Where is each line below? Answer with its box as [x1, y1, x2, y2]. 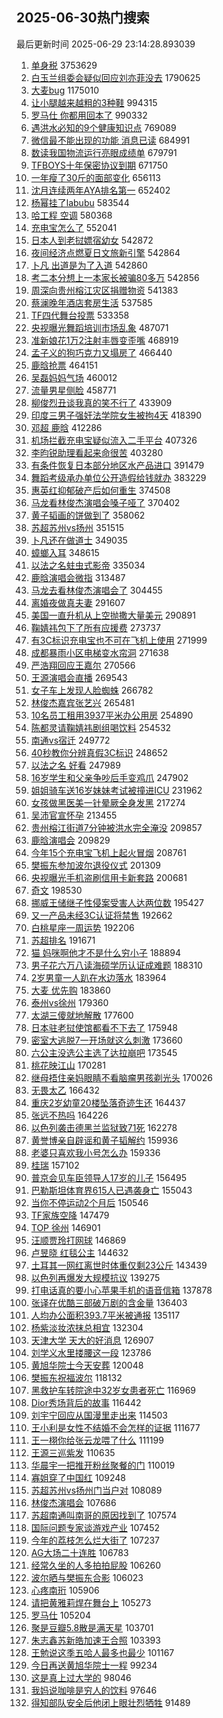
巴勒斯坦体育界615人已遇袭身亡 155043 [30, 1184, 193, 1196]
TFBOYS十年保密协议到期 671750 [30, 159, 169, 171]
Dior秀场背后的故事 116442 [30, 1396, 142, 1408]
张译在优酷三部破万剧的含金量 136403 [30, 1296, 188, 1308]
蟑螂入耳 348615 [30, 546, 100, 558]
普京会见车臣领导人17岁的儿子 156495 [30, 1171, 188, 1183]
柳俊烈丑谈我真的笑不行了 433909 [30, 396, 173, 408]
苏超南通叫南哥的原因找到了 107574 [30, 1509, 178, 1521]
